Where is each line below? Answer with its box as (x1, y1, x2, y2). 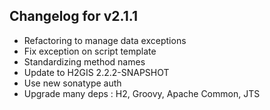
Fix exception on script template (23, 45, 157, 57)
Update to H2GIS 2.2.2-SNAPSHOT (23, 66, 170, 78)
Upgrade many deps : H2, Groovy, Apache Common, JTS (23, 87, 261, 99)
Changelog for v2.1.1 (9, 8, 138, 25)
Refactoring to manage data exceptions (23, 34, 187, 46)
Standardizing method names (23, 55, 146, 68)
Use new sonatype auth (23, 77, 122, 89)
